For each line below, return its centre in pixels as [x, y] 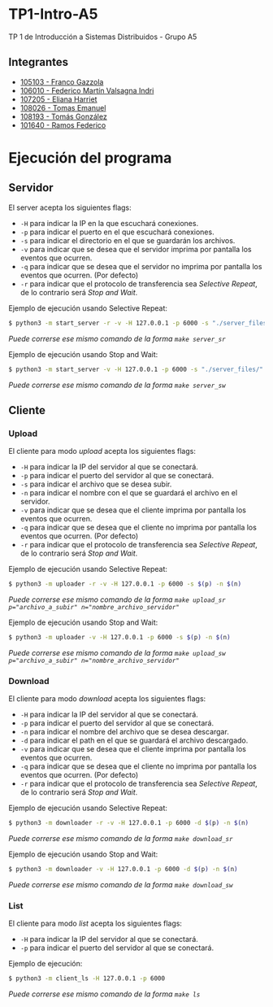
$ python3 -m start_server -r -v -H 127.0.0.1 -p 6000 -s [108, 323]
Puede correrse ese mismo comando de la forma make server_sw [117, 385]
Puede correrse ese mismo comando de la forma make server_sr [117, 338]
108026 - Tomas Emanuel [63, 107]
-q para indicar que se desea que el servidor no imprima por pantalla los [141, 266]
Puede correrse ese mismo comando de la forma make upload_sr [117, 599]
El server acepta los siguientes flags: [70, 207]
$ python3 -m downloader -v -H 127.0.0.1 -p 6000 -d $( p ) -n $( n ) [123, 870]
